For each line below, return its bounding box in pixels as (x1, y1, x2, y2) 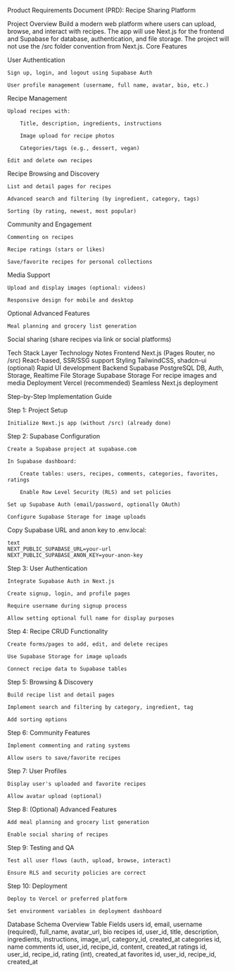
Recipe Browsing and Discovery (7, 169, 100, 178)
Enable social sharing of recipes (7, 831, 109, 838)
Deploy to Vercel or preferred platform (7, 895, 128, 902)
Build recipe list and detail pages (7, 691, 115, 699)
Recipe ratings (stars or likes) (7, 246, 106, 253)
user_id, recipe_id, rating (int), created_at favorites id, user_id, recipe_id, (7, 950, 217, 958)
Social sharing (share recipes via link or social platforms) (7, 335, 172, 343)
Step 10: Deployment (7, 882, 68, 890)
